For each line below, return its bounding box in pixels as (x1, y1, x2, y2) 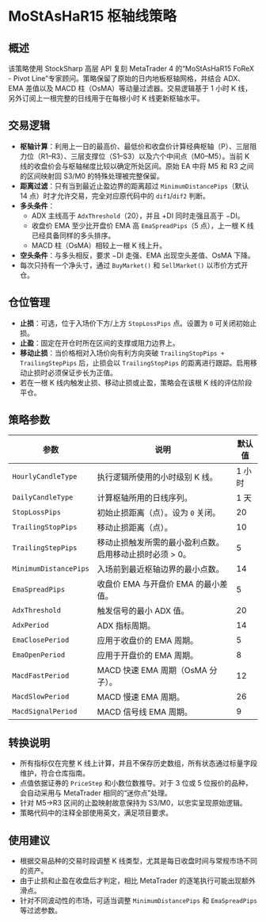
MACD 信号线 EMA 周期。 (97, 706, 192, 717)
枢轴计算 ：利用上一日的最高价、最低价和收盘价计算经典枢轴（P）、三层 (19, 141, 250, 151)
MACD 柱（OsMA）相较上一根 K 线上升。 (31, 240, 167, 250)
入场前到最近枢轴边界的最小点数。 (97, 564, 224, 575)
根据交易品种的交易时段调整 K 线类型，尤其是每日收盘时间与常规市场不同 (19, 856, 258, 866)
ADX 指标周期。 (97, 620, 156, 631)
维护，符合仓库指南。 (19, 768, 89, 778)
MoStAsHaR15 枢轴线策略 (8, 7, 177, 25)
